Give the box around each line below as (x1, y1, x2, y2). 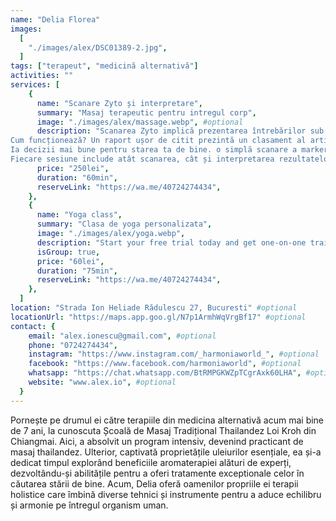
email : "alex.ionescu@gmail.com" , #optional (28, 331, 217, 341)
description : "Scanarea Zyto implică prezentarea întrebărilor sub (36, 126, 325, 136)
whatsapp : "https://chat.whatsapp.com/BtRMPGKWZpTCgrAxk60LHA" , (28, 368, 302, 378)
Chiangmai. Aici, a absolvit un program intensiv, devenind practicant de (10, 435, 304, 447)
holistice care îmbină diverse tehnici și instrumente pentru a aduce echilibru (10, 488, 322, 500)
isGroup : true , (36, 247, 101, 257)
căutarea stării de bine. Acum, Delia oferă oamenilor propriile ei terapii (10, 477, 299, 490)
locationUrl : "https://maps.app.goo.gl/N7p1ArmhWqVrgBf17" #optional (10, 312, 307, 322)
